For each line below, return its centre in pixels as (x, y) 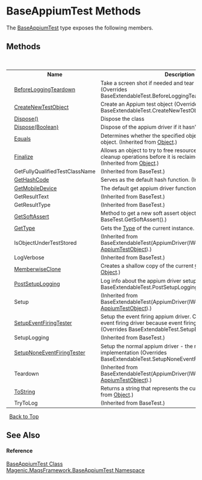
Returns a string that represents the (144, 388)
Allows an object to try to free (137, 150)
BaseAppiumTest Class (35, 464)
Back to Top (24, 416)
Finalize (24, 156)
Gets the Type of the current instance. (148, 228)
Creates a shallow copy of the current (147, 266)
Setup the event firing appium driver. (146, 316)
